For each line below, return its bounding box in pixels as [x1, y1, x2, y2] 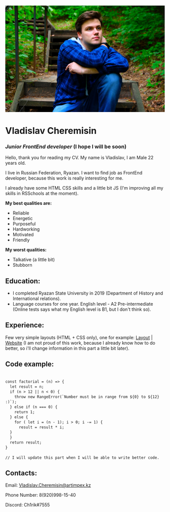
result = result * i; [18, 424, 65, 430]
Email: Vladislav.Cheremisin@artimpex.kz [5, 482, 91, 488]
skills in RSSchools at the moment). [5, 191, 79, 197]
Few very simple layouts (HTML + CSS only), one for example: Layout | [5, 334, 153, 340]
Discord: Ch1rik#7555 [5, 502, 50, 508]
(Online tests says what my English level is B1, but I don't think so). [12, 306, 151, 312]
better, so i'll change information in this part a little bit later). [5, 345, 130, 351]
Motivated [12, 232, 34, 238]
